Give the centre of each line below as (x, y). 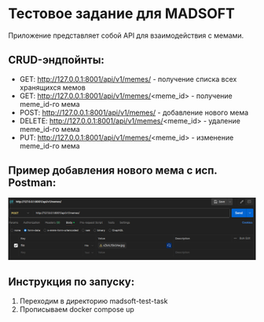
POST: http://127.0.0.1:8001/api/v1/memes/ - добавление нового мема (134, 112)
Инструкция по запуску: (71, 282)
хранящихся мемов (53, 87)
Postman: (32, 183)
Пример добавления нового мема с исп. (113, 171)
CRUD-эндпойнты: (56, 60)
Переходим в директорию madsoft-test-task (93, 301)
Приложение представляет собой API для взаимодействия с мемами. (126, 35)
